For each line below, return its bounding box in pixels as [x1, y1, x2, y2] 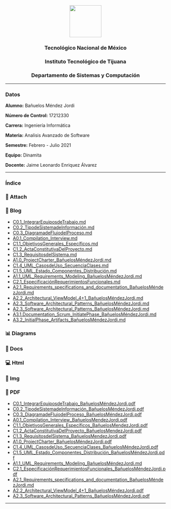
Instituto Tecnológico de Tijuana [45, 58, 126, 65]
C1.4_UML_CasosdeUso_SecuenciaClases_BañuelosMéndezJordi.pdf [12, 444, 159, 450]
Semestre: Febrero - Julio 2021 [5, 142, 71, 148]
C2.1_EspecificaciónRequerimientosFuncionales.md [12, 278, 121, 284]
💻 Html [5, 359, 24, 366]
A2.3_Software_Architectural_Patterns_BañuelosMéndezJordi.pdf [12, 493, 150, 499]
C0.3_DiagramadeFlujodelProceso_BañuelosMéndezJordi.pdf [12, 411, 142, 417]
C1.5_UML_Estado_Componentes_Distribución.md [12, 268, 117, 274]
